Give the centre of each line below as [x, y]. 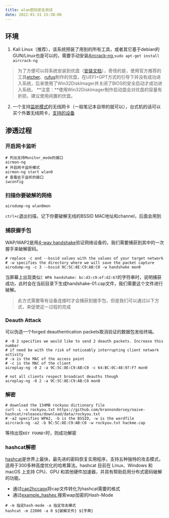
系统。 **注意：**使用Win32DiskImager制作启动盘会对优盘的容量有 [92, 90]
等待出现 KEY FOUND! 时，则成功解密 [41, 433]
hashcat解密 [21, 447]
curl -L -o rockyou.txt [30, 410]
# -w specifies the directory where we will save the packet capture [80, 263]
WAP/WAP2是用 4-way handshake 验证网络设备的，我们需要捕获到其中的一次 [85, 242]
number [12, 346]
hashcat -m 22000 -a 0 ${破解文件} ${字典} [49, 511]
